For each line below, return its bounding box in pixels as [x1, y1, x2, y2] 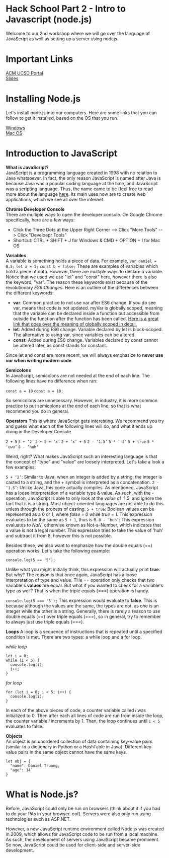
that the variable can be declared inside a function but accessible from [13, 310, 160, 316]
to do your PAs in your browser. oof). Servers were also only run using [6, 811, 151, 817]
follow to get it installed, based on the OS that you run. [6, 115, 119, 121]
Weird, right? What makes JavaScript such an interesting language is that [6, 453, 157, 459]
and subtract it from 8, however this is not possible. [6, 532, 112, 538]
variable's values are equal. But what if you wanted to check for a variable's [6, 582, 163, 588]
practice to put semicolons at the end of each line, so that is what [6, 403, 141, 409]
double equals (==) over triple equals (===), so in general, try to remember [6, 613, 161, 619]
